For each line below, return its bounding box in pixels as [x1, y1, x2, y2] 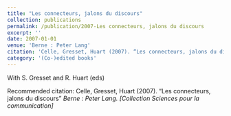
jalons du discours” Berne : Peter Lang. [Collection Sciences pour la [7, 94, 199, 102]
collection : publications [7, 16, 81, 23]
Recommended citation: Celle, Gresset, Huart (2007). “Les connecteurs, [7, 86, 211, 95]
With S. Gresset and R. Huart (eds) [7, 73, 105, 82]
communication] [7, 101, 54, 110]
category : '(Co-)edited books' [7, 55, 97, 62]
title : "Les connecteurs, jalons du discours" [7, 10, 143, 17]
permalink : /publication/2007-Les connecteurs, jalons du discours [7, 23, 205, 30]
